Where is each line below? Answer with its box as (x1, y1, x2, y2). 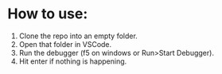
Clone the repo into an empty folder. (18, 31, 138, 41)
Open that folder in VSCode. (18, 39, 112, 49)
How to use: (7, 5, 88, 23)
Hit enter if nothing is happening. (18, 56, 127, 66)
